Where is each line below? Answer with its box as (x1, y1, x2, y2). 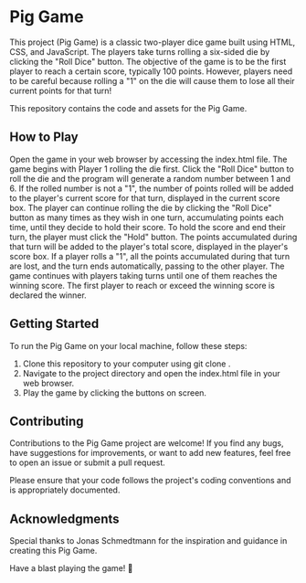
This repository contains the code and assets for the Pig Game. (9, 102, 248, 113)
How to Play (9, 130, 79, 145)
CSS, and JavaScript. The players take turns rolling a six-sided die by (9, 46, 270, 57)
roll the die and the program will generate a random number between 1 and (9, 173, 290, 184)
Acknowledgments (9, 511, 121, 526)
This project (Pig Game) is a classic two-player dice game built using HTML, (9, 37, 296, 48)
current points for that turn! (9, 85, 112, 96)
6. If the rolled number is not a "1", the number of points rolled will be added (9, 183, 294, 194)
